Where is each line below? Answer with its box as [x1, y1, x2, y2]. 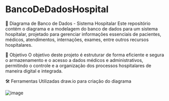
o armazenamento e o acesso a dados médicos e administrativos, [5, 57, 143, 63]
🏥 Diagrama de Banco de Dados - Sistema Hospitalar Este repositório [5, 20, 151, 26]
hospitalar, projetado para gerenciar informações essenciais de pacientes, [5, 31, 162, 37]
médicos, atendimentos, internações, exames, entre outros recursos [5, 37, 149, 43]
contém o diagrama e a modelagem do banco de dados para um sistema [5, 25, 158, 31]
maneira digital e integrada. [5, 68, 63, 74]
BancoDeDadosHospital [5, 4, 109, 15]
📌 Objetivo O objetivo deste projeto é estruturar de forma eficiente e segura [5, 52, 164, 58]
